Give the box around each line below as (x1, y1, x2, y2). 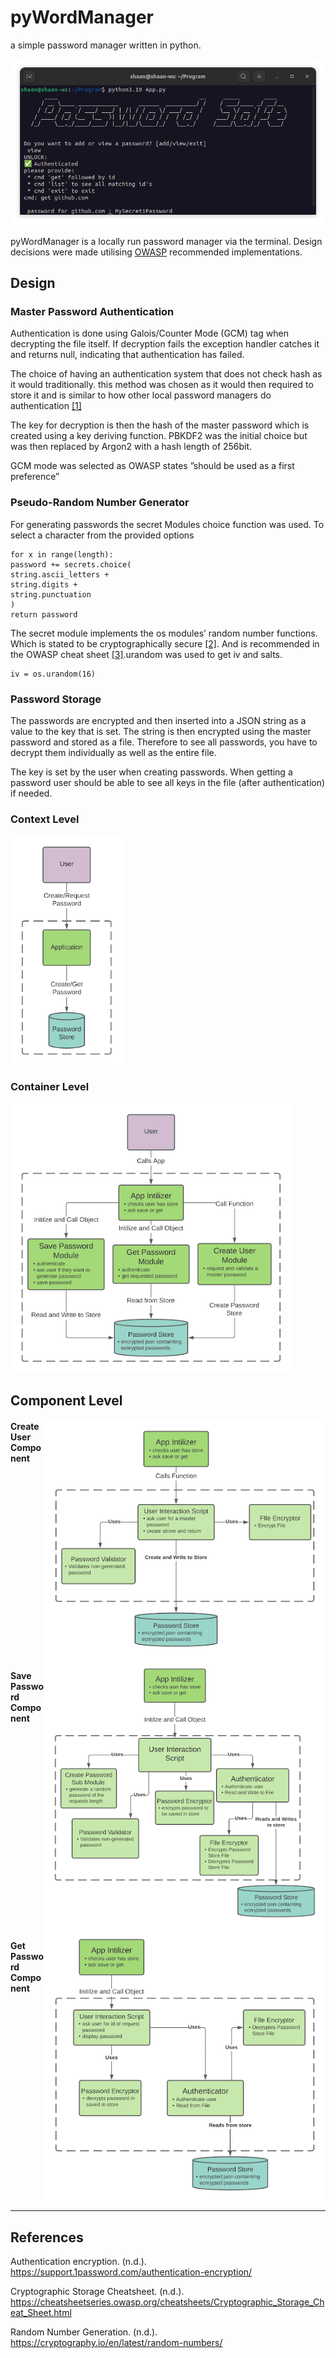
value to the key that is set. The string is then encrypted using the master (10, 726, 312, 738)
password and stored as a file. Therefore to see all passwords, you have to (10, 736, 318, 748)
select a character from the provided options (10, 529, 195, 541)
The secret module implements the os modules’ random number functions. (10, 627, 318, 639)
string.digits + (10, 579, 78, 590)
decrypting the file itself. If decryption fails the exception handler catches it (10, 338, 320, 350)
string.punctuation (10, 589, 92, 600)
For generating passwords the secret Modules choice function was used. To (10, 518, 325, 530)
